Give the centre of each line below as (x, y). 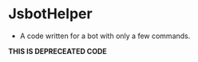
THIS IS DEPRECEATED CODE (58, 51)
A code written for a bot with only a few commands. (105, 36)
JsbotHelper (51, 14)
